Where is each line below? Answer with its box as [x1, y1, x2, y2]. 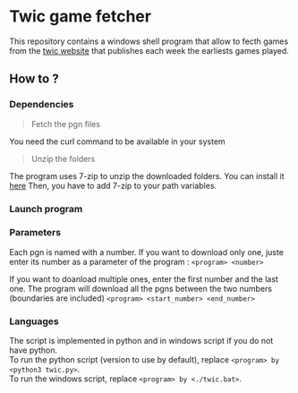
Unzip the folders [30, 153, 96, 164]
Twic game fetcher [9, 6, 152, 27]
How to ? [9, 72, 60, 87]
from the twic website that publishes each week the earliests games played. [9, 45, 289, 56]
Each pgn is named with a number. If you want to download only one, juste [9, 246, 285, 257]
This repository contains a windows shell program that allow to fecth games [9, 36, 289, 47]
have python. [9, 345, 58, 355]
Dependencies [9, 98, 74, 111]
